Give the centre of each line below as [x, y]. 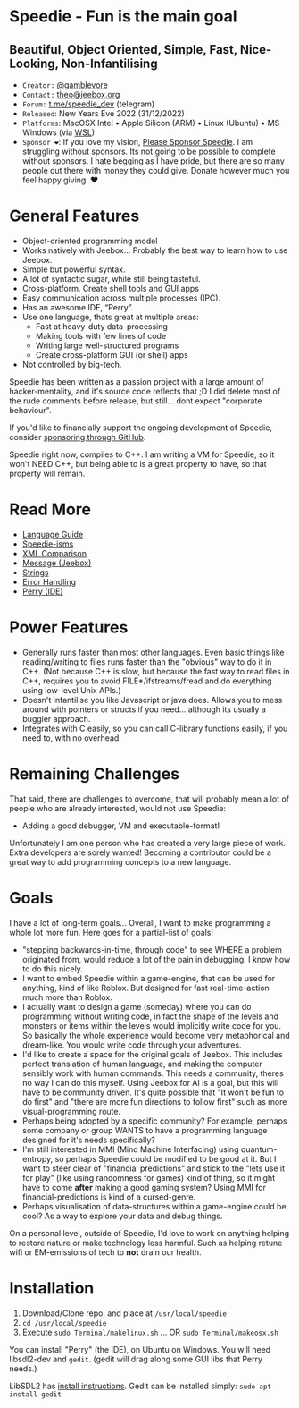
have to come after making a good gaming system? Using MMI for [144, 1187]
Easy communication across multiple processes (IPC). [121, 298]
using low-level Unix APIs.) [71, 690]
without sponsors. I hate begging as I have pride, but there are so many [154, 161]
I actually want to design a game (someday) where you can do [137, 1006]
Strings [35, 572]
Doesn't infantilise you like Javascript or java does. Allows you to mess [152, 700]
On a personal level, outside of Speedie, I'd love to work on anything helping [149, 1233]
